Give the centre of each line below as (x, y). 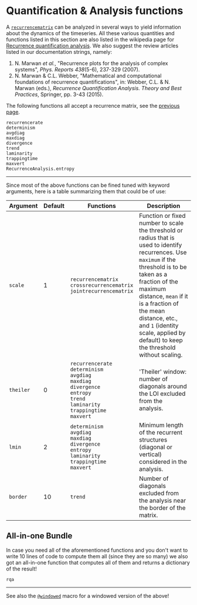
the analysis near (162, 500)
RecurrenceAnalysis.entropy (40, 169)
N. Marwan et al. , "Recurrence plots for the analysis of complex (91, 63)
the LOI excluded (162, 394)
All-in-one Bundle (39, 536)
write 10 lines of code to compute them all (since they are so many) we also (97, 556)
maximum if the (157, 259)
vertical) (150, 454)
